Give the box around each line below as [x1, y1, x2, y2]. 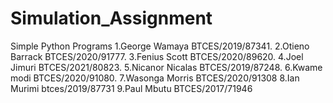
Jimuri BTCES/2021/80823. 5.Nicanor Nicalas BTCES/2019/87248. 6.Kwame [10, 61, 323, 73]
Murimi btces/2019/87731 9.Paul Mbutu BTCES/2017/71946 [10, 82, 253, 94]
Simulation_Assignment [10, 7, 213, 30]
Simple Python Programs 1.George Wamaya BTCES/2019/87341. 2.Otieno [10, 40, 310, 52]
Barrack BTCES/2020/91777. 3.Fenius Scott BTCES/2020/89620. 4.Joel [10, 50, 304, 62]
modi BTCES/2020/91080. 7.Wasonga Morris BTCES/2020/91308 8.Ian [10, 72, 300, 84]
